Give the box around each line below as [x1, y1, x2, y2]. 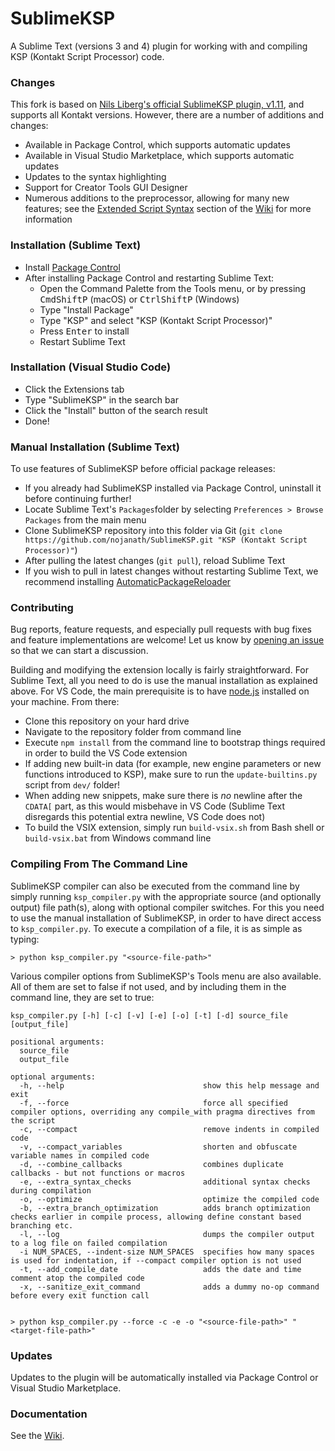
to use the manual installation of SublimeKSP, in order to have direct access [10, 912, 322, 924]
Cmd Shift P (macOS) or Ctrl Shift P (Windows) [39, 293, 240, 305]
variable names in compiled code [10, 1150, 150, 1161]
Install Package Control [24, 261, 121, 273]
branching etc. [10, 1220, 74, 1231]
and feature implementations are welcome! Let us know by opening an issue [10, 634, 325, 646]
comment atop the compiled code [10, 1273, 145, 1283]
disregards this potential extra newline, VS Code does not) [24, 811, 266, 823]
